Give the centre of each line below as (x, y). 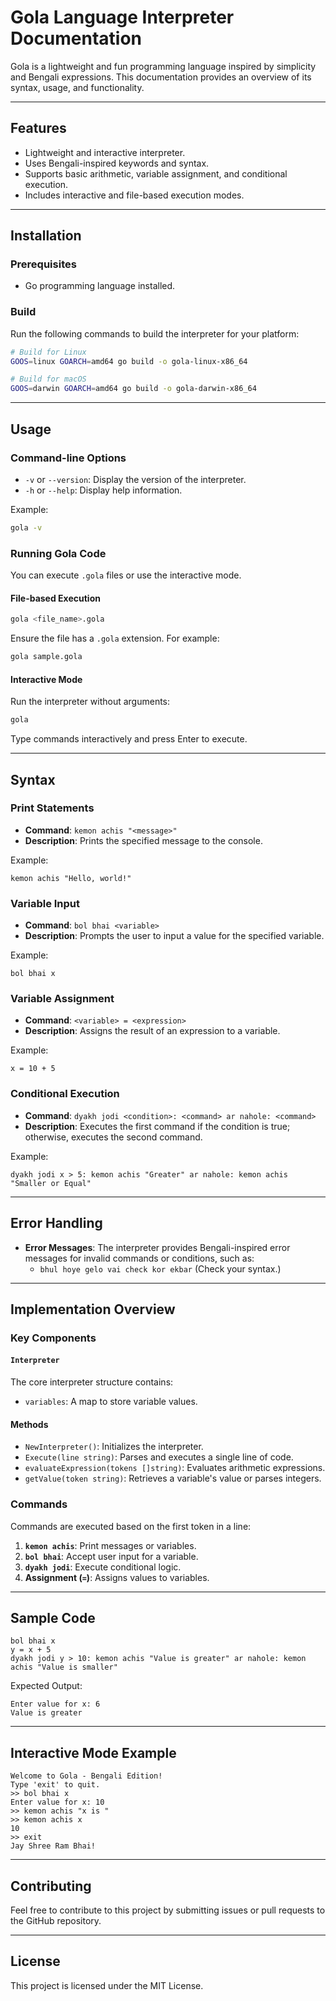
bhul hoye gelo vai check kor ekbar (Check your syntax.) (160, 1268)
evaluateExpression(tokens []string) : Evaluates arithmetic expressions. (175, 1468)
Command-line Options (68, 458)
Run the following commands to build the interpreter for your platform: (155, 333)
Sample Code (53, 1617)
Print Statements (52, 808)
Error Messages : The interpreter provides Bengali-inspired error (157, 1247)
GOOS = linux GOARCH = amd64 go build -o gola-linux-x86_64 (129, 361)
